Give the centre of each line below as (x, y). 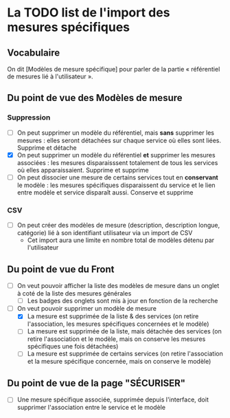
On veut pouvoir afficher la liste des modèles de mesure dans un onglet (118, 286)
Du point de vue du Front (61, 269)
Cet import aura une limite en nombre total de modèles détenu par (121, 240)
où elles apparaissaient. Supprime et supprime (83, 170)
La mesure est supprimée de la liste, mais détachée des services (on (124, 331)
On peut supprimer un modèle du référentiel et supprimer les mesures (116, 155)
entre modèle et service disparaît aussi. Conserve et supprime (105, 192)
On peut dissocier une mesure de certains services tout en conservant (117, 177)
